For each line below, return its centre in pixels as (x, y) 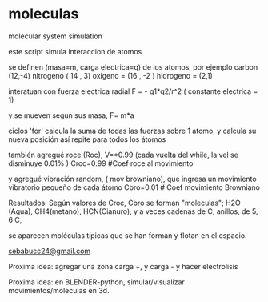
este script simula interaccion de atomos (75, 51)
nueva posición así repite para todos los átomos (87, 139)
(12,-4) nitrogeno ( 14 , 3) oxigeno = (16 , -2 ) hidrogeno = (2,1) (111, 75)
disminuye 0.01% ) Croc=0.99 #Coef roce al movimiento (101, 163)
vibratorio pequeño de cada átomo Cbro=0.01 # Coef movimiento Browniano (134, 187)
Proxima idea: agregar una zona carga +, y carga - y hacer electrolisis (123, 266)
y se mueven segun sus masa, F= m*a (71, 115)
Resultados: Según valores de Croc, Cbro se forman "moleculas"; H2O (125, 203)
